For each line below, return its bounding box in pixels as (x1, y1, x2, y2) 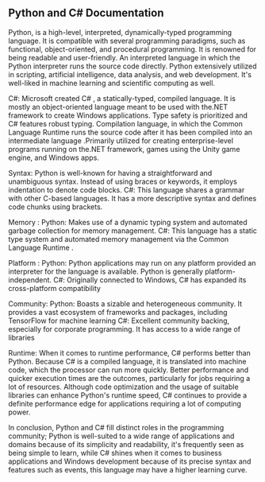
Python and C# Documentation (8, 6, 164, 20)
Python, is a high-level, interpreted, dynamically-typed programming (8, 27, 232, 37)
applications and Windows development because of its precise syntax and (8, 457, 252, 466)
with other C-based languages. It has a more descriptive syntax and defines (8, 193, 257, 203)
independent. (8, 274, 52, 285)
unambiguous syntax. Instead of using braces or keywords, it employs (8, 177, 238, 186)
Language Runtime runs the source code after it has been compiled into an (8, 127, 252, 137)
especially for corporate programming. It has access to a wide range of (8, 324, 241, 333)
